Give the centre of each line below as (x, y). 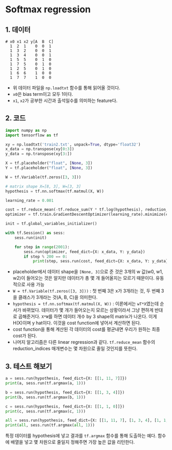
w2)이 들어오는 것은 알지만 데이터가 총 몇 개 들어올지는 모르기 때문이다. (83, 278)
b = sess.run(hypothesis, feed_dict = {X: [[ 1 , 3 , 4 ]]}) (65, 392)
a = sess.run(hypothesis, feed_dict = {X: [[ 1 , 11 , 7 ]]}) (66, 379)
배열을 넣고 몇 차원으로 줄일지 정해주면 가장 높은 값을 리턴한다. (73, 442)
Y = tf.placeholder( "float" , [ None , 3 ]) (49, 168)
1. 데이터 (18, 29)
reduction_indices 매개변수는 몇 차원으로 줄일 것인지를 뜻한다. (75, 349)
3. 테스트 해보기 (29, 366)
